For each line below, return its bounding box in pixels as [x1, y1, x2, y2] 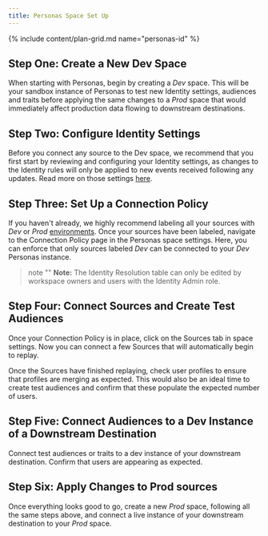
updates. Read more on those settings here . [8, 174, 153, 183]
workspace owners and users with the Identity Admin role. [27, 276, 221, 286]
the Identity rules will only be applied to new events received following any [8, 165, 254, 175]
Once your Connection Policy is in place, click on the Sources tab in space [8, 333, 254, 343]
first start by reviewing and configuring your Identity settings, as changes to [8, 157, 258, 167]
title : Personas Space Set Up [8, 11, 110, 20]
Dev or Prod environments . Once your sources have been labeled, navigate [8, 227, 256, 236]
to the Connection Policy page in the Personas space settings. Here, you [8, 236, 247, 245]
